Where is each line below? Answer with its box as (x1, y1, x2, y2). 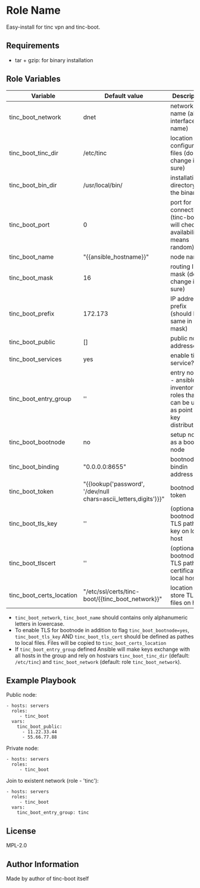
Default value (104, 91, 143, 100)
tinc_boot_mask (9, 273, 54, 281)
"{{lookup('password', (83, 479, 145, 488)
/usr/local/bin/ (83, 180, 123, 189)
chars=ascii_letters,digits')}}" (83, 494, 165, 503)
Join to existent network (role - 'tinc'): (6, 777, 99, 785)
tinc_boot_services (9, 355, 62, 363)
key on (170, 526, 189, 535)
